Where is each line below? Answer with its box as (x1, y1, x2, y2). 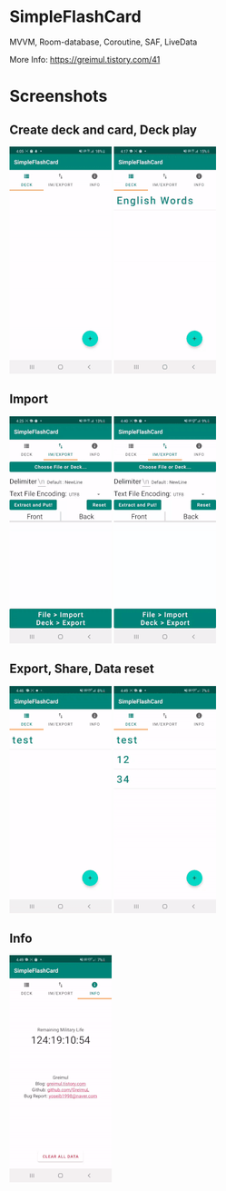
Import (9, 392, 48, 407)
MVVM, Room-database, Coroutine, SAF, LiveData (9, 36, 198, 47)
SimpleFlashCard (9, 6, 142, 27)
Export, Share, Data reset (9, 661, 154, 677)
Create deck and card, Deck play (9, 122, 198, 137)
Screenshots (9, 86, 108, 106)
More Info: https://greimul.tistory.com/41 (9, 54, 161, 65)
